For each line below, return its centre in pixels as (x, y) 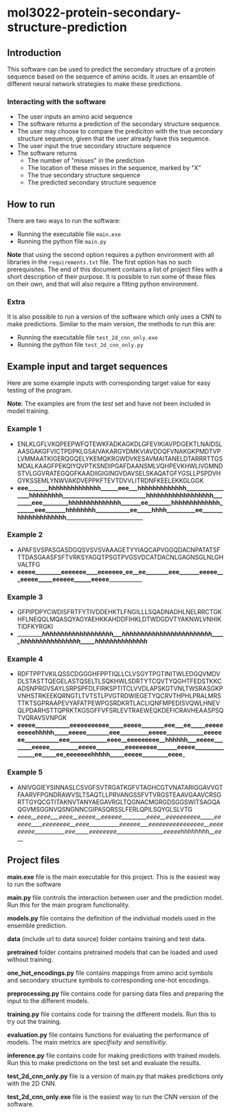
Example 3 (25, 597)
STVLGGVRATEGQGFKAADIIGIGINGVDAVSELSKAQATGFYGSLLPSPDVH (119, 473)
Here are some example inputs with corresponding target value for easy (109, 383)
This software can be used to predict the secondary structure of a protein (111, 69)
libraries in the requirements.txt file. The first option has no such (99, 262)
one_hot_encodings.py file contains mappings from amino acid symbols (110, 973)
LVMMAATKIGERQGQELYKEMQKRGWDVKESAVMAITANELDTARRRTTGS (120, 459)
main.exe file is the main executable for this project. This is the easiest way (114, 876)
